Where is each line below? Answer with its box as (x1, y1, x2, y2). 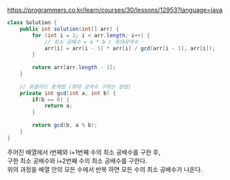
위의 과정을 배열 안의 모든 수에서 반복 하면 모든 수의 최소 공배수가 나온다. (7, 165, 203, 173)
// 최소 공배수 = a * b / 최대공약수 (44, 38, 139, 46)
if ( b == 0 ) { (32, 96, 70, 103)
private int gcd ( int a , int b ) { (19, 90, 116, 97)
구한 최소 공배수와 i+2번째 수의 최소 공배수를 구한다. (7, 157, 148, 165)
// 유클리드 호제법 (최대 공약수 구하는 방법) (19, 83, 132, 90)
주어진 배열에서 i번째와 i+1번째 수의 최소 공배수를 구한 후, (7, 148, 161, 156)
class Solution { (7, 19, 57, 26)
